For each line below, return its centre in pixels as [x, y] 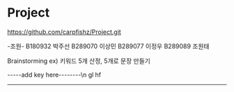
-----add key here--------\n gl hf [54, 75]
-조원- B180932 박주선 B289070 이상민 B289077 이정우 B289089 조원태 [108, 46]
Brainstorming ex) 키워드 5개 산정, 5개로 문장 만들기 [79, 61]
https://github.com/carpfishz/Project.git [64, 32]
